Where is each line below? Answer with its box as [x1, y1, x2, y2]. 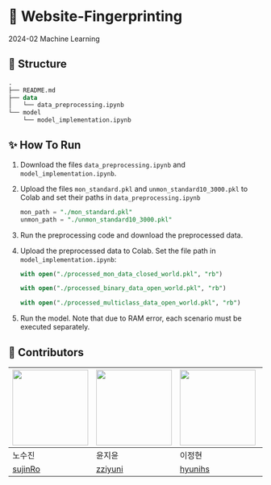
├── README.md [8, 86, 56, 94]
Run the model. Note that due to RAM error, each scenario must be [19, 313, 242, 323]
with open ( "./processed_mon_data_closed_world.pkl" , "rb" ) [19, 270, 223, 278]
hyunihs [180, 463, 210, 475]
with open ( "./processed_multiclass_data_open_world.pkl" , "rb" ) [19, 299, 241, 307]
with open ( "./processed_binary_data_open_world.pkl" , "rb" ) [19, 284, 227, 292]
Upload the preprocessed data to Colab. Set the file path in [19, 246, 216, 255]
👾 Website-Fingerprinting [8, 7, 183, 26]
